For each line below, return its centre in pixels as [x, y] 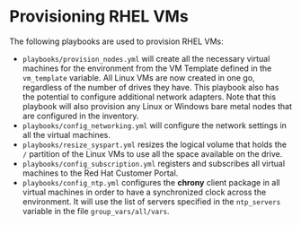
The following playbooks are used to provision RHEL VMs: [116, 41]
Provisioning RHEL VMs [99, 17]
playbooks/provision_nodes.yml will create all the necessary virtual [146, 58]
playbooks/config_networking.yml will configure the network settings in [155, 125]
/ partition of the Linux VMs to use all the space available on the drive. [152, 153]
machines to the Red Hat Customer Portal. [100, 173]
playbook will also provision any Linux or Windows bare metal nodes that [157, 106]
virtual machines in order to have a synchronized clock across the [144, 192]
